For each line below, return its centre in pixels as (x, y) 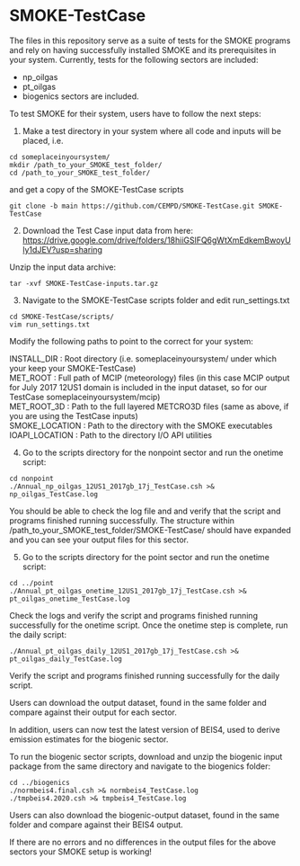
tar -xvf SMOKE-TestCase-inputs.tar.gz (84, 283)
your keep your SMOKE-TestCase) (73, 368)
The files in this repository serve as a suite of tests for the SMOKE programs (150, 40)
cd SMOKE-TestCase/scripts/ (62, 317)
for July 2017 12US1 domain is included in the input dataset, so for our (138, 387)
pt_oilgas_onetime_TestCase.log (70, 599)
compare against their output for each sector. (93, 712)
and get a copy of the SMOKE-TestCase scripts (97, 189)
